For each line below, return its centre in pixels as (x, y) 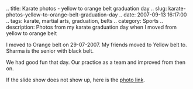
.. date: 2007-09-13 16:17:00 (153, 15)
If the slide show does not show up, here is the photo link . (75, 80)
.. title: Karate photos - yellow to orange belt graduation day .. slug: (87, 8)
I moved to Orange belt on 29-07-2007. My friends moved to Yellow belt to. (96, 44)
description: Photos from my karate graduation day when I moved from (92, 27)
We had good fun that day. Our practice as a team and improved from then (96, 62)
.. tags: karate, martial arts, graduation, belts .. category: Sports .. (85, 21)
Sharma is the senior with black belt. (50, 51)
